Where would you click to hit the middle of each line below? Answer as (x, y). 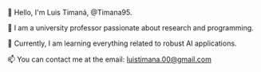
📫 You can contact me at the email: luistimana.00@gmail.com (110, 59)
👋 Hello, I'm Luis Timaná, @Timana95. (70, 12)
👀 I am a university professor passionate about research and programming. (131, 28)
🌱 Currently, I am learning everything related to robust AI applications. (122, 43)
